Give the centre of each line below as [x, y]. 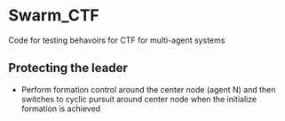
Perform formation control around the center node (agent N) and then [148, 89]
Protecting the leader [68, 68]
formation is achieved [61, 109]
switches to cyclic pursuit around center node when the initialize [139, 99]
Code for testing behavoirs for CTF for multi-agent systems [117, 40]
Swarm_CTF [54, 16]
